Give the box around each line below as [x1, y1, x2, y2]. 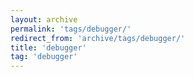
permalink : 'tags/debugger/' [10, 24, 132, 34]
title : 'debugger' [10, 42, 87, 53]
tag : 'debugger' [10, 52, 78, 62]
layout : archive [10, 14, 78, 25]
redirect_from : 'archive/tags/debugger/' [10, 33, 186, 43]
